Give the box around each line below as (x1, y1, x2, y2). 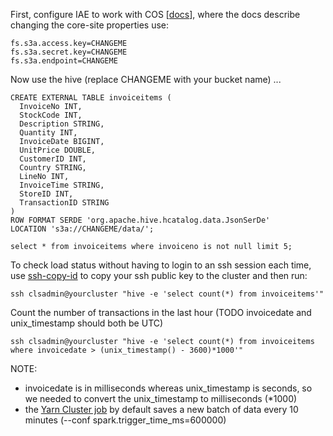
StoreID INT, (19, 189, 74, 199)
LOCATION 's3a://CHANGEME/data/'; (10, 224, 155, 234)
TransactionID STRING (19, 198, 110, 208)
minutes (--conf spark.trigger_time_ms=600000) (24, 414, 227, 426)
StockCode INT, (19, 110, 83, 120)
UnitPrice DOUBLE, (19, 145, 97, 155)
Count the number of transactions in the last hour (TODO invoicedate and (10, 307, 312, 318)
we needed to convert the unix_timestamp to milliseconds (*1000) (24, 393, 298, 404)
